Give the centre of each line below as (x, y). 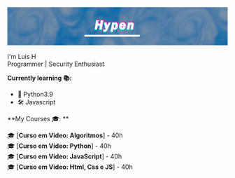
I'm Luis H (22, 56)
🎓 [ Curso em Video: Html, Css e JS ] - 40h (70, 167)
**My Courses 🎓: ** (38, 118)
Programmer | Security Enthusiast (56, 64)
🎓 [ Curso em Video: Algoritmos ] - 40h (65, 135)
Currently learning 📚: (40, 78)
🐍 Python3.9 (35, 94)
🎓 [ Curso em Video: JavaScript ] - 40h (65, 156)
